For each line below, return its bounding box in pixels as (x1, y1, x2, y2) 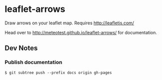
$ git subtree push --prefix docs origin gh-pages (4, 70, 112, 75)
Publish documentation (4, 59, 63, 66)
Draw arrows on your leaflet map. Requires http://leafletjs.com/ (4, 20, 134, 26)
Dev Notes (4, 44, 38, 53)
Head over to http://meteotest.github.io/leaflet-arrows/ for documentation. (4, 29, 158, 35)
